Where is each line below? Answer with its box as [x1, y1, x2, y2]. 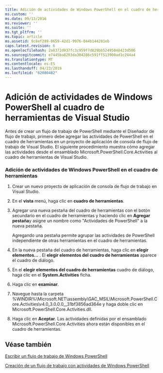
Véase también [5, 340, 52, 349]
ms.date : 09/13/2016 [5, 16, 47, 21]
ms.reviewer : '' [5, 20, 38, 26]
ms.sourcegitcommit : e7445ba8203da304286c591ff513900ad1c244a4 [5, 52, 136, 57]
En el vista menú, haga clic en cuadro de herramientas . [12, 198, 125, 204]
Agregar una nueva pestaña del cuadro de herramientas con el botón [12, 207, 150, 213]
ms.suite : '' [5, 25, 32, 30]
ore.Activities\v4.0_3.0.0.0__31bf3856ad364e [12, 301, 102, 307]
